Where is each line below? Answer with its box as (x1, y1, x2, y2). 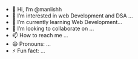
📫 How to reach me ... (11, 32, 68, 39)
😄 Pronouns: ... (11, 40, 51, 48)
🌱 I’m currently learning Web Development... (11, 19, 123, 25)
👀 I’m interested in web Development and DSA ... (11, 12, 133, 19)
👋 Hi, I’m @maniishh (11, 6, 62, 13)
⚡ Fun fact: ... (11, 47, 45, 54)
